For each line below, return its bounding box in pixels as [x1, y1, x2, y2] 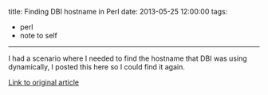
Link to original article [8, 77, 80, 87]
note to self [19, 31, 57, 40]
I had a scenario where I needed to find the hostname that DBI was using [8, 53, 247, 63]
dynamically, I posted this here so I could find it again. [8, 62, 185, 71]
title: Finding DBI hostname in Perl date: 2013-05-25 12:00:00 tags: [8, 7, 228, 16]
